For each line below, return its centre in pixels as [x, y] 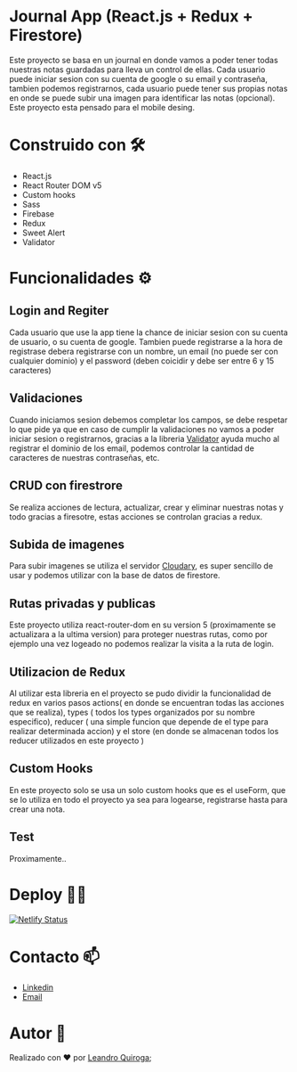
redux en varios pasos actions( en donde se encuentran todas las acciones [147, 702]
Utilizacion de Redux [68, 671]
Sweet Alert [44, 233]
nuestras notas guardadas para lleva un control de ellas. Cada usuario [137, 70]
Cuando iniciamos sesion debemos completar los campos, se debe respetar [148, 420]
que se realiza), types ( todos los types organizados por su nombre [132, 712]
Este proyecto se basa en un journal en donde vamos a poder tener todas [144, 60]
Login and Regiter [59, 311]
